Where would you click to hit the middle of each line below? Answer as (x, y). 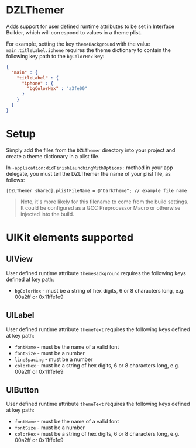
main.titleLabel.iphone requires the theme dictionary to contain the (89, 50)
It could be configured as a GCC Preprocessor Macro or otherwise (100, 207)
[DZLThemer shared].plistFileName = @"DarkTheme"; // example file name (97, 190)
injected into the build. (47, 214)
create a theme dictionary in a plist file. (53, 156)
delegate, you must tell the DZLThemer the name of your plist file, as (88, 173)
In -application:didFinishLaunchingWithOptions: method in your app (90, 168)
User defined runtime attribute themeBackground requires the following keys (96, 273)
